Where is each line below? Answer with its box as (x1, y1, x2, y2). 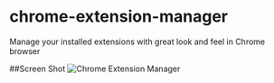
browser (9, 45, 41, 56)
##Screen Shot (9, 63, 66, 74)
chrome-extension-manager (9, 6, 229, 27)
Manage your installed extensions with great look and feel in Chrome (9, 36, 266, 47)
